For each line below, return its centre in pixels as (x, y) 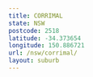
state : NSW (27, 23)
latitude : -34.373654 (45, 38)
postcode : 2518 (34, 30)
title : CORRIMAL (36, 16)
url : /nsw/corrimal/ (43, 53)
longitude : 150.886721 (46, 46)
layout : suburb (34, 61)
